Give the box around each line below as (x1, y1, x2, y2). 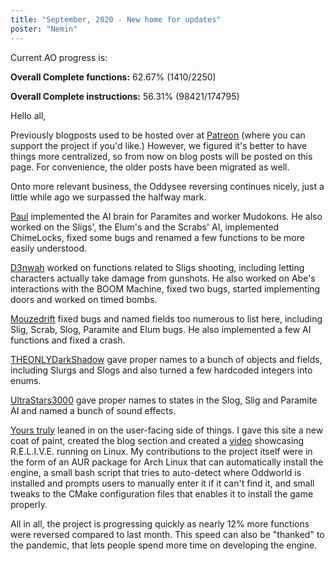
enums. (10, 374, 42, 386)
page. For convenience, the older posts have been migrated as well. (10, 161, 290, 173)
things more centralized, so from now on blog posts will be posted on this (10, 150, 313, 162)
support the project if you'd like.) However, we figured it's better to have (10, 139, 308, 151)
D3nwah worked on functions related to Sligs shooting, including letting (10, 261, 305, 273)
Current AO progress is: (10, 51, 108, 63)
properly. (10, 498, 48, 510)
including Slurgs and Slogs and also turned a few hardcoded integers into (10, 364, 313, 376)
